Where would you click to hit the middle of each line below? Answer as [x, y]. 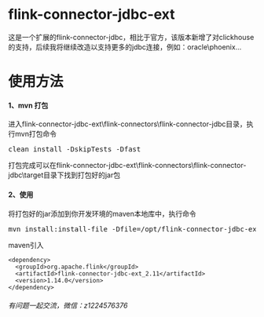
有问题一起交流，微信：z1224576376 [68, 306]
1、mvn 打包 [28, 105]
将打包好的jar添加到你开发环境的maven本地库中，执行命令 [102, 213]
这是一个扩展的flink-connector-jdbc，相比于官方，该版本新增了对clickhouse [131, 37]
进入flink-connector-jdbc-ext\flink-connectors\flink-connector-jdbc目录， [128, 124]
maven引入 [26, 245]
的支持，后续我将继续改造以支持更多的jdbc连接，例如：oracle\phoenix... [125, 47]
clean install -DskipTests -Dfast [75, 149]
